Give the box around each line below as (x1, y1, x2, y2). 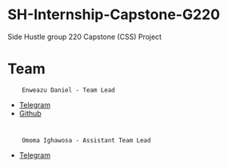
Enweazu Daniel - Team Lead (22, 86, 115, 94)
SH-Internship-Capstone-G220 (7, 6, 221, 24)
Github (18, 108, 42, 118)
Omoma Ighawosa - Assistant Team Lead (22, 137, 151, 145)
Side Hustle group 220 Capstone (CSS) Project (7, 32, 162, 41)
